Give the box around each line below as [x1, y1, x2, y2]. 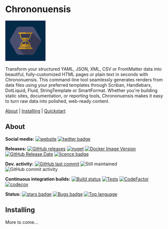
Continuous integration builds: [5, 176, 70, 182]
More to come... [5, 219, 38, 225]
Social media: [5, 136, 34, 142]
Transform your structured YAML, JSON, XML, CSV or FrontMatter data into [5, 66, 162, 72]
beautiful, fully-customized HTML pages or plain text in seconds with [5, 71, 148, 77]
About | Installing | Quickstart [5, 107, 66, 114]
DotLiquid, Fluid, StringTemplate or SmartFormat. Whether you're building [5, 87, 157, 93]
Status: [5, 191, 21, 197]
